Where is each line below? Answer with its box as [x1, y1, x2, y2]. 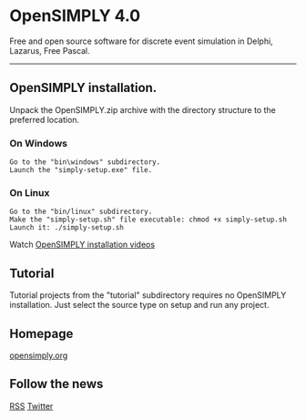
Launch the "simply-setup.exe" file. [9, 166, 153, 175]
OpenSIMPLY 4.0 [9, 5, 141, 26]
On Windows [9, 137, 68, 149]
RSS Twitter [9, 400, 54, 411]
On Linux [9, 186, 50, 199]
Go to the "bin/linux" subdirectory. [9, 207, 153, 217]
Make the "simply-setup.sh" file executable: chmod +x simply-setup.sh [9, 215, 287, 224]
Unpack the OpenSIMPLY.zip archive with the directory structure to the [9, 104, 276, 115]
